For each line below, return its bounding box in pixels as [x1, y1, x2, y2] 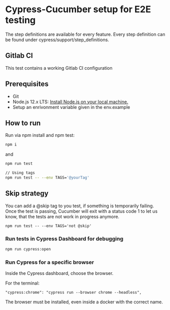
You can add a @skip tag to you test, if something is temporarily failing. [5, 203, 154, 209]
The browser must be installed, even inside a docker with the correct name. [5, 299, 163, 305]
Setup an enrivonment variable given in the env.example [12, 104, 130, 110]
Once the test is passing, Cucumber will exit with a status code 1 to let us [5, 208, 158, 214]
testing [5, 14, 36, 26]
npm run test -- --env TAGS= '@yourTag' [5, 175, 90, 180]
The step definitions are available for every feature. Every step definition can [5, 31, 165, 37]
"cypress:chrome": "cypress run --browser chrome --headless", [5, 290, 142, 295]
